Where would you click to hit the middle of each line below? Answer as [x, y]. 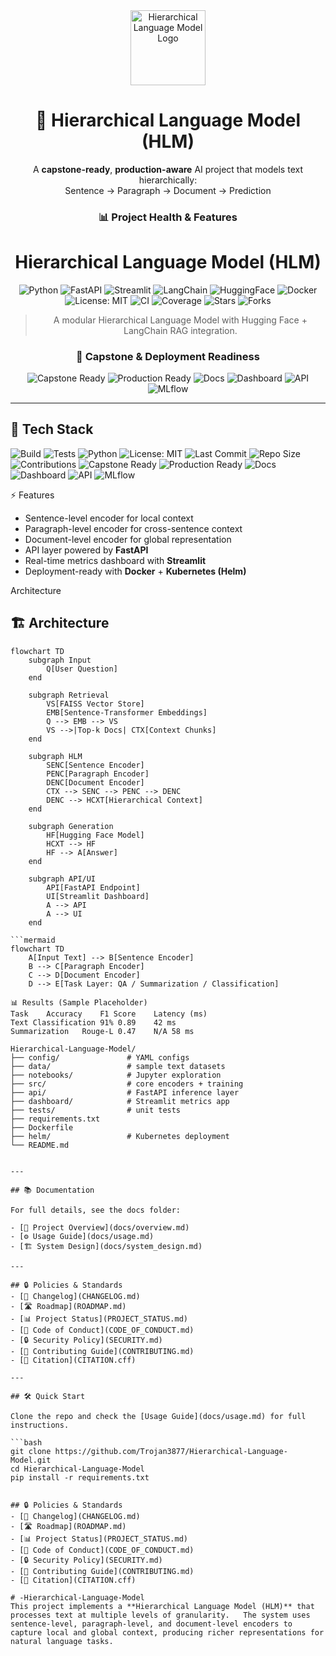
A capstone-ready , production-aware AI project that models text [168, 169]
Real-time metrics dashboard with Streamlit [115, 560]
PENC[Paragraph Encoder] [98, 774]
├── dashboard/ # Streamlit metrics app [120, 1101]
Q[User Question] [82, 669]
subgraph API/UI [62, 879]
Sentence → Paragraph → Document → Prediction [168, 190]
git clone [31, 1451]
